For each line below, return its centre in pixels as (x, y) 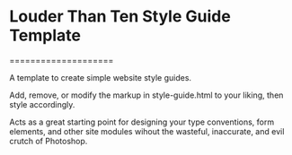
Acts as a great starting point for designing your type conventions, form (142, 122)
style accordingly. (42, 104)
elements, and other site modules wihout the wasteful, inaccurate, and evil (147, 131)
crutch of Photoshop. (49, 141)
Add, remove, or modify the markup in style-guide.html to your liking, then (146, 95)
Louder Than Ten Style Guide (120, 17)
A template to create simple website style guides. (100, 77)
